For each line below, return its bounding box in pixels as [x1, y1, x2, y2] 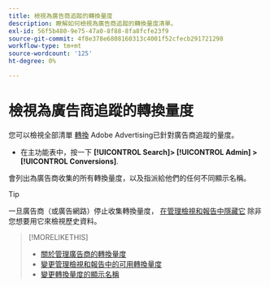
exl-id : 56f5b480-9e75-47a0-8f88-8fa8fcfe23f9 [8, 27, 169, 35]
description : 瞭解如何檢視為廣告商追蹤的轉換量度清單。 [8, 19, 177, 28]
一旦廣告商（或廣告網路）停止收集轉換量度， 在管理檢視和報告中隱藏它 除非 [8, 206, 262, 216]
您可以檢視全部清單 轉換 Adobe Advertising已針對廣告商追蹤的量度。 [8, 130, 239, 139]
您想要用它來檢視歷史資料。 [8, 216, 102, 225]
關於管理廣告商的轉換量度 [40, 249, 127, 259]
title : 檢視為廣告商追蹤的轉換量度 [8, 11, 113, 20]
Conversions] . [69, 156, 120, 166]
